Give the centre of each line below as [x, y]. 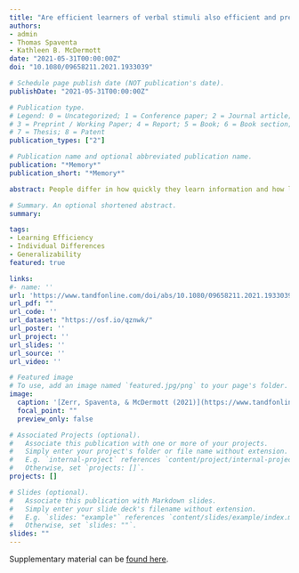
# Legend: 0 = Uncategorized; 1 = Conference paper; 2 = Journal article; [151, 116]
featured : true [37, 262]
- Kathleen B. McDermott [55, 51]
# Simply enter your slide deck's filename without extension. [133, 509]
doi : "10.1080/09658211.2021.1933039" [81, 68]
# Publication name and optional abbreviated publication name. [131, 157]
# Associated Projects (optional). [75, 435]
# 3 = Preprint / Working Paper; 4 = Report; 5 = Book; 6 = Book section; [151, 124]
